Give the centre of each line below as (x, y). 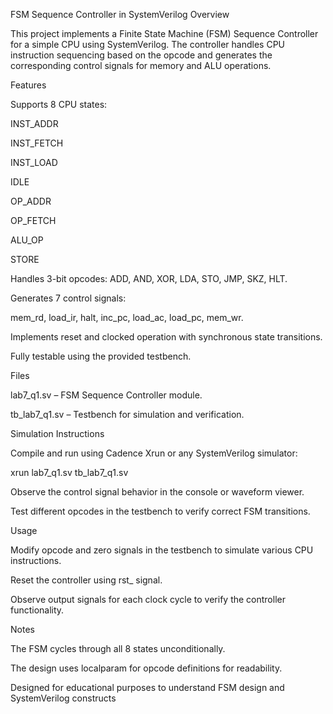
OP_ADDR (31, 201)
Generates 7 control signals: (68, 298)
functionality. (37, 610)
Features (28, 85)
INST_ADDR (34, 123)
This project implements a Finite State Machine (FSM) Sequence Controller (164, 33)
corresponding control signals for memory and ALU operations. (141, 65)
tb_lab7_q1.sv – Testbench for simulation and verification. (127, 414)
